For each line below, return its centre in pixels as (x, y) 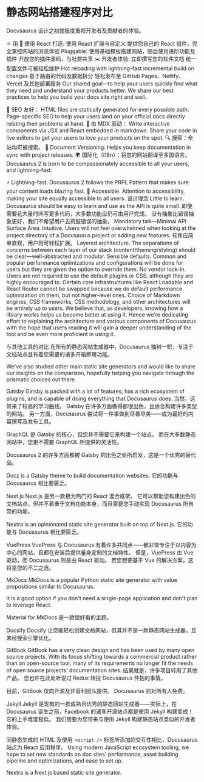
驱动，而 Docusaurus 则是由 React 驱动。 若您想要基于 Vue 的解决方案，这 (100, 560)
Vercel (14, 84)
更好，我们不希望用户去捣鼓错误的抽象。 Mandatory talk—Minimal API (99, 221)
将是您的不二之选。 (30, 567)
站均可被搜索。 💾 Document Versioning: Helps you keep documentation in (99, 147)
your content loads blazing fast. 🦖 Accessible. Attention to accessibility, (96, 191)
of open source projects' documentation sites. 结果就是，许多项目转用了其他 (102, 670)
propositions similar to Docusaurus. (51, 586)
